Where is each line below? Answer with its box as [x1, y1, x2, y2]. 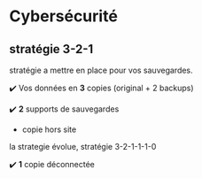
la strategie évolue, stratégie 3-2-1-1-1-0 [9, 142, 157, 151]
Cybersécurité [9, 6, 118, 27]
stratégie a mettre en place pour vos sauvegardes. [9, 65, 193, 75]
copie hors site [21, 124, 77, 135]
